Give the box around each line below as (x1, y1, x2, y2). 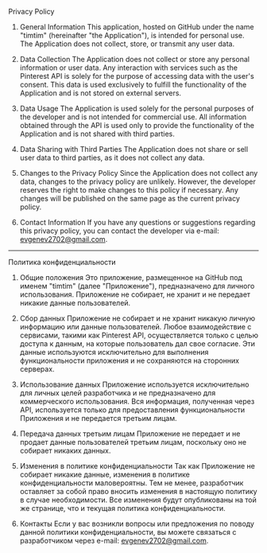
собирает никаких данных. (19, 446, 111, 455)
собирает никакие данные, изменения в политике (19, 469, 191, 479)
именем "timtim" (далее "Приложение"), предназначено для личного (19, 282, 255, 290)
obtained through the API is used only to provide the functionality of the (19, 121, 254, 130)
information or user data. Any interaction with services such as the (19, 63, 238, 72)
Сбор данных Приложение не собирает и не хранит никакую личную (19, 313, 256, 323)
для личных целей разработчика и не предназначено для (19, 388, 216, 397)
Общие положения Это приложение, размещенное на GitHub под (19, 273, 242, 282)
